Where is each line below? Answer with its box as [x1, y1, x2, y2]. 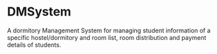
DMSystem [7, 4, 72, 20]
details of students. [7, 40, 62, 49]
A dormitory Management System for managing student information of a [7, 26, 211, 34]
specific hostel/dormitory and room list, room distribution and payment [7, 33, 207, 41]
